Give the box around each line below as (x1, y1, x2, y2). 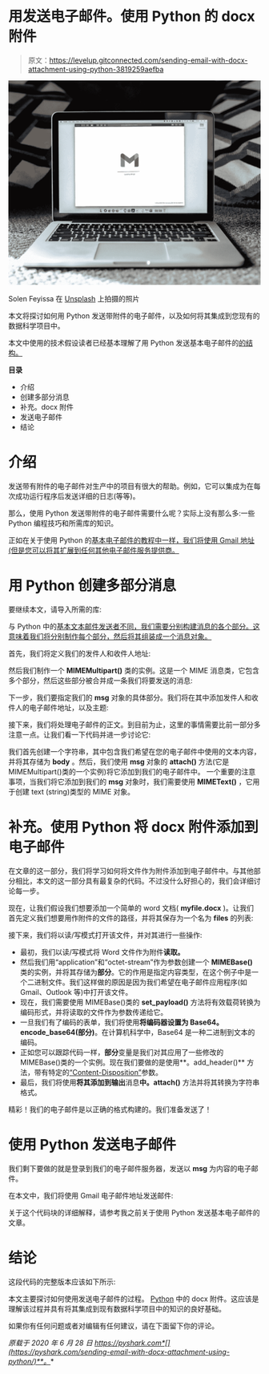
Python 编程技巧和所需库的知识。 (8, 518, 118, 527)
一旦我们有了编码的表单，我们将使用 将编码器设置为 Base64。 (19, 1017, 224, 1027)
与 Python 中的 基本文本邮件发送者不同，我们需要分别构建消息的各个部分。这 (8, 621, 260, 631)
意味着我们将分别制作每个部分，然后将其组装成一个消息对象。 (8, 631, 212, 641)
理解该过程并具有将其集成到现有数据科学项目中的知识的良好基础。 (8, 1303, 226, 1313)
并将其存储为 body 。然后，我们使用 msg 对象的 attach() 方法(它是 (8, 757, 230, 766)
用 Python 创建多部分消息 (8, 576, 177, 595)
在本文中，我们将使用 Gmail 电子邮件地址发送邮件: (8, 1190, 174, 1200)
